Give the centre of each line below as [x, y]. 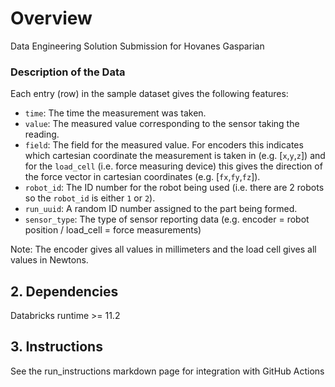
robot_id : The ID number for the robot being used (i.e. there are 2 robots [174, 188]
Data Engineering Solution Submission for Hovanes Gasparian [137, 46]
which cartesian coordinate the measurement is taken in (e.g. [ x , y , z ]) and [175, 156]
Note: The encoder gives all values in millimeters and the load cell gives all [163, 249]
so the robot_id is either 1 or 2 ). [90, 198]
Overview [51, 18]
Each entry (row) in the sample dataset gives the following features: [149, 94]
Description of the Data [68, 72]
